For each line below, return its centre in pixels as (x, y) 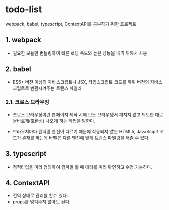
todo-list (24, 9)
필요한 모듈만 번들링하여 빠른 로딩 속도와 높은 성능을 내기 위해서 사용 (80, 53)
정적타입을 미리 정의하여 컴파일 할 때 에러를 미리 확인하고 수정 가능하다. (82, 167)
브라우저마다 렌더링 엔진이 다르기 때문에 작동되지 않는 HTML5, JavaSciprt (86, 131)
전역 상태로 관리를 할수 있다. (40, 196)
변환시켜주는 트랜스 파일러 (56, 88)
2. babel (18, 69)
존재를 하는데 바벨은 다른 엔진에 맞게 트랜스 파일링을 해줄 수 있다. (86, 138)
